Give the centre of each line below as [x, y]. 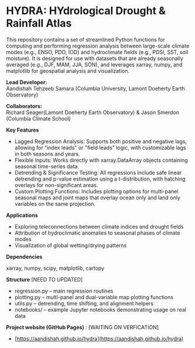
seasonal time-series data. [47, 166]
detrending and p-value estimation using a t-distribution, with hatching [100, 179]
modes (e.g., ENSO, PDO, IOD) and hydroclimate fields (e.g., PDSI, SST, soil [97, 52]
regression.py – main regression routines [64, 291]
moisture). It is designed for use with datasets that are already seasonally [95, 58]
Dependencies [24, 256]
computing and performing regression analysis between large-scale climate [98, 46]
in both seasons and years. [47, 153]
